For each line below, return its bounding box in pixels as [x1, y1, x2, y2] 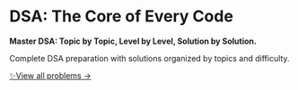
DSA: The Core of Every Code [9, 6, 233, 27]
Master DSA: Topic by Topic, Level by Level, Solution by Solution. [9, 36, 258, 46]
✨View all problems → [9, 70, 92, 81]
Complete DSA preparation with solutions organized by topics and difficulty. [9, 53, 290, 63]
